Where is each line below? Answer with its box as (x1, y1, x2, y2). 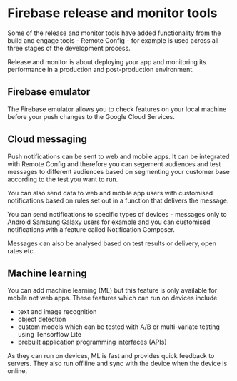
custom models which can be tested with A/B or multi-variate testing (17, 322, 220, 331)
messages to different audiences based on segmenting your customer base (7, 167, 231, 176)
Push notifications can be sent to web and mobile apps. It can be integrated (7, 152, 230, 161)
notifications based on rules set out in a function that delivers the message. (7, 196, 229, 205)
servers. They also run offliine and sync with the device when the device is (7, 359, 228, 368)
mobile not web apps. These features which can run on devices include (7, 294, 218, 303)
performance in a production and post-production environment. (7, 65, 194, 73)
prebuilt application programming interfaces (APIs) (17, 337, 167, 347)
